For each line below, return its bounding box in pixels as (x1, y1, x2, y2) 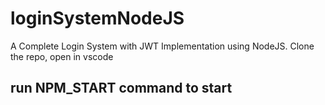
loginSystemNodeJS (10, 7, 185, 30)
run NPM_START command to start (10, 80, 233, 97)
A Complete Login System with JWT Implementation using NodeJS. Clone (10, 40, 315, 52)
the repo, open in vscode (10, 50, 114, 62)
